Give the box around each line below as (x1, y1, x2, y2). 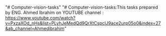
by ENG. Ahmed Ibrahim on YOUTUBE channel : (5, 9, 104, 15)
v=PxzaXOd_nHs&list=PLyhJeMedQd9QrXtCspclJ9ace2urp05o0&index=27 (5, 20, 161, 26)
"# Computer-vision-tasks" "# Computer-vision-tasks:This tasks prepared (5, 4, 158, 10)
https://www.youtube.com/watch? (5, 15, 76, 20)
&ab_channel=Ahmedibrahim (5, 25, 65, 31)
